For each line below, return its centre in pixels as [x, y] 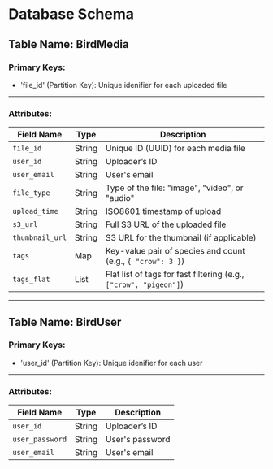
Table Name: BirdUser [65, 322]
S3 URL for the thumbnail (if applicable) [181, 238]
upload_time [36, 211]
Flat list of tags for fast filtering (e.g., [175, 275]
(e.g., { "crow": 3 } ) [145, 261]
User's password [138, 440]
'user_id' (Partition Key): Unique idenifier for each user [111, 363]
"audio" [120, 198]
